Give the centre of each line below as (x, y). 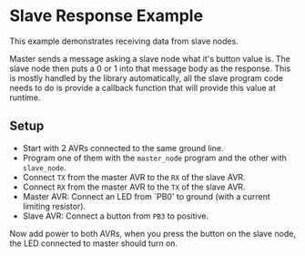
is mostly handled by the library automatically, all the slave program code (147, 77)
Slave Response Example (106, 16)
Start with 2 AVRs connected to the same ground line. (123, 148)
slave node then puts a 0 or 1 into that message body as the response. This (150, 68)
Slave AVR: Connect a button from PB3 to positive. (116, 216)
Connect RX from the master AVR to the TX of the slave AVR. (134, 187)
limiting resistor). (54, 206)
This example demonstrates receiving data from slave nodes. (124, 41)
